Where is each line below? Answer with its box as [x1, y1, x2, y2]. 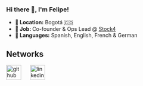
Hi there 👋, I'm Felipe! [6, 5, 70, 14]
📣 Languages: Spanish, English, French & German [14, 32, 138, 39]
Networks [6, 49, 43, 59]
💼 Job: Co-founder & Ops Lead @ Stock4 [14, 26, 116, 33]
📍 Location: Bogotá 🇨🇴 [14, 19, 73, 26]
